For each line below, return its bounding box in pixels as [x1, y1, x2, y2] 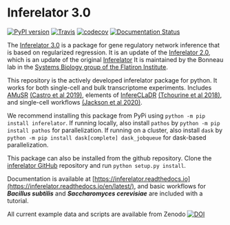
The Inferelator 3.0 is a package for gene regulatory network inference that [7, 41, 220, 49]
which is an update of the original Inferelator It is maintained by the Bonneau [7, 55, 224, 63]
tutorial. [7, 196, 29, 204]
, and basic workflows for [134, 182, 207, 190]
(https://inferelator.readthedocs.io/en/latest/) [7, 182, 134, 190]
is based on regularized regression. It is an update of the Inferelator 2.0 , [7, 48, 211, 56]
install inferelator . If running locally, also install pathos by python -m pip [7, 118, 220, 127]
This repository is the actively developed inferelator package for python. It [7, 76, 218, 84]
